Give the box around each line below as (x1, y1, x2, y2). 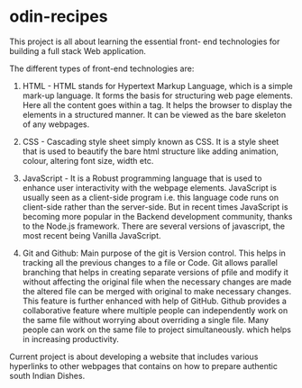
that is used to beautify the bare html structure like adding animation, (22, 146, 279, 157)
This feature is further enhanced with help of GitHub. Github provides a (22, 295, 287, 306)
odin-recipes (9, 6, 108, 27)
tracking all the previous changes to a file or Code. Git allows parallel (22, 257, 278, 267)
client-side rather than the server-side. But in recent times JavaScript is (22, 201, 288, 212)
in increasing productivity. (22, 333, 120, 344)
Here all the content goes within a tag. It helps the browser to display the (22, 99, 293, 110)
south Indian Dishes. (9, 370, 86, 381)
